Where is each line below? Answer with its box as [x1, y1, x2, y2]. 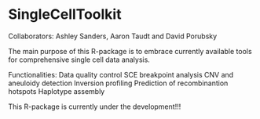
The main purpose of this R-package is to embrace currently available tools [8, 46, 253, 56]
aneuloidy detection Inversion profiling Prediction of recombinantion [8, 78, 229, 88]
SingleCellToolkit [8, 5, 122, 23]
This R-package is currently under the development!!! [8, 102, 181, 111]
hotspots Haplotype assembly [8, 86, 105, 96]
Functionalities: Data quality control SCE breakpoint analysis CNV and [8, 70, 234, 79]
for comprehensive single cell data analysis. [8, 55, 151, 64]
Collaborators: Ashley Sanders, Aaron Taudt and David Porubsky [8, 31, 218, 41]
